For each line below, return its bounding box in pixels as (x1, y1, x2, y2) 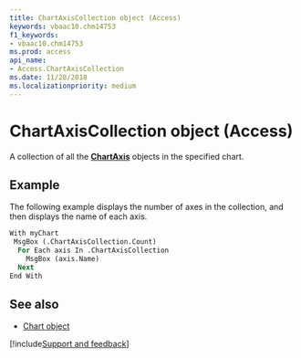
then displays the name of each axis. (9, 211, 148, 222)
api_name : (9, 56, 47, 65)
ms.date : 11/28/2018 (9, 73, 88, 82)
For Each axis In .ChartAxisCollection (17, 246, 170, 256)
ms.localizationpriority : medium (9, 81, 137, 90)
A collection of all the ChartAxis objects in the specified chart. (9, 151, 244, 162)
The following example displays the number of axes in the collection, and (9, 202, 285, 213)
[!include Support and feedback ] (9, 339, 130, 350)
